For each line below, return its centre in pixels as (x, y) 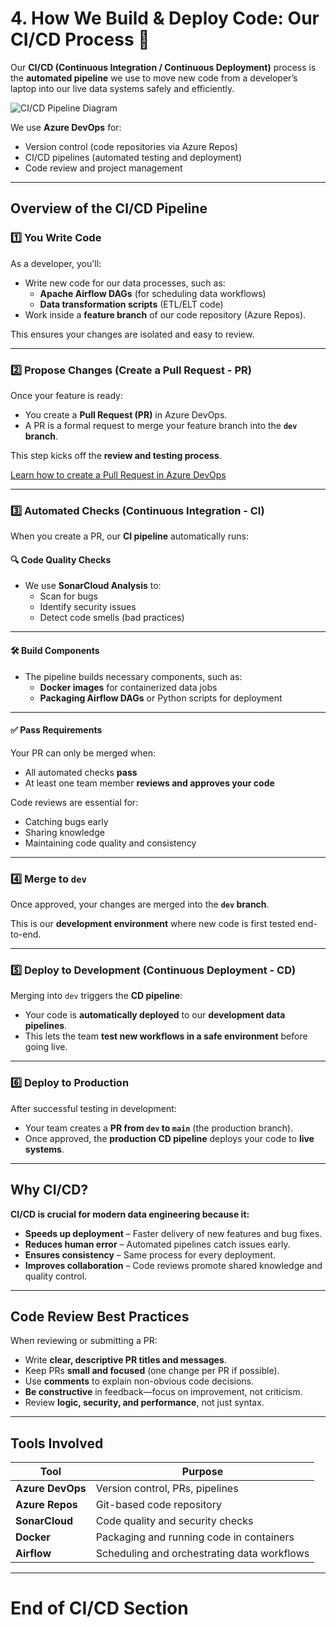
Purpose (202, 1472)
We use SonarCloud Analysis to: (93, 586)
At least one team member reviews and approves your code (149, 783)
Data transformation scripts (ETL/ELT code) (131, 304)
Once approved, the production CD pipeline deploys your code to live (169, 1138)
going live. (46, 1047)
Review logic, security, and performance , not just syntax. (144, 1403)
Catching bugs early (66, 821)
